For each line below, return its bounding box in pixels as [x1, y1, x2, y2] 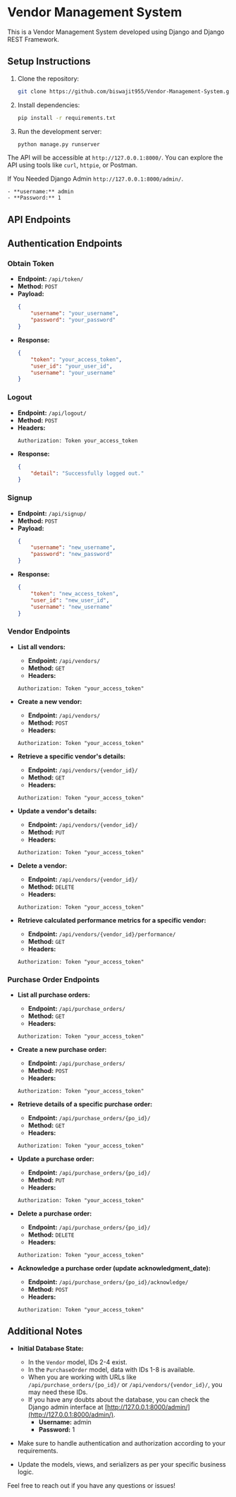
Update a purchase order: [17, 1155, 94, 1163]
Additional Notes [7, 1326, 83, 1338]
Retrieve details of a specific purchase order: [17, 1100, 153, 1108]
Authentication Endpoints [7, 238, 123, 250]
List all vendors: [17, 643, 66, 651]
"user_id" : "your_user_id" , [30, 363, 113, 370]
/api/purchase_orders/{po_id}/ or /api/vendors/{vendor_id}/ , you [27, 1380, 223, 1388]
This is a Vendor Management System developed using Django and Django [7, 28, 225, 36]
